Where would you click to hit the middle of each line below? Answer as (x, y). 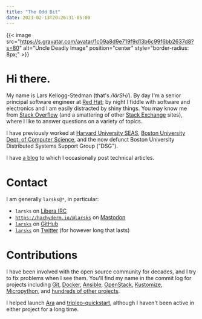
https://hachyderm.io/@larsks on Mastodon (70, 218)
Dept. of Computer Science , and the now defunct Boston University (90, 140)
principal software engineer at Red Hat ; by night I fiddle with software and (98, 102)
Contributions (42, 255)
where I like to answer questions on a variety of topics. (74, 122)
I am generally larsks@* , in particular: (53, 199)
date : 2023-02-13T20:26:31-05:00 (48, 18)
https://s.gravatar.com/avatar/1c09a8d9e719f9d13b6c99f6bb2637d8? (107, 41)
